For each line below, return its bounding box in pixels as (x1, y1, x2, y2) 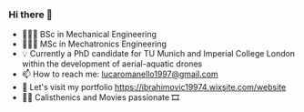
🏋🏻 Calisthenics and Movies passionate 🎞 (21, 92, 180, 103)
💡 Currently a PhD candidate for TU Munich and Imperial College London (21, 48, 296, 59)
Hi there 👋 (8, 8, 54, 21)
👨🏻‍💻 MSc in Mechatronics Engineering (21, 38, 167, 49)
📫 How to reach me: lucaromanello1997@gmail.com (21, 68, 219, 80)
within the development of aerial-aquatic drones (21, 58, 203, 69)
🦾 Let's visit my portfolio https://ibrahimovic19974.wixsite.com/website (21, 82, 287, 93)
